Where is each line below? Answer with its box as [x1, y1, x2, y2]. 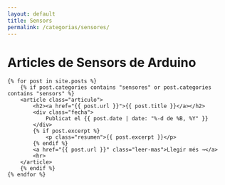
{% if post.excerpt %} [33, 127, 100, 135]
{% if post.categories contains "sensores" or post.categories [20, 84, 212, 91]
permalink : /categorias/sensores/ [7, 23, 110, 31]
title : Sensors [7, 17, 53, 24]
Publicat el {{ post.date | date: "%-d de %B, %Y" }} [45, 115, 209, 122]
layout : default [7, 10, 56, 18]
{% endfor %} [7, 171, 46, 179]
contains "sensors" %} [7, 90, 75, 97]
